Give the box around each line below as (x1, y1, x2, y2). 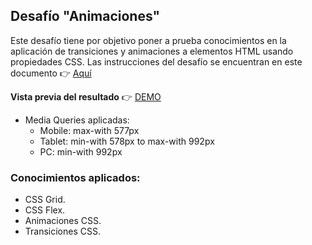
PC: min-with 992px (39, 145, 123, 158)
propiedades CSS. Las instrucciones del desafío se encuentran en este (10, 55, 303, 68)
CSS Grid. (24, 194, 66, 206)
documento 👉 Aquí (10, 67, 92, 79)
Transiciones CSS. (24, 225, 101, 238)
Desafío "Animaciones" (10, 8, 161, 25)
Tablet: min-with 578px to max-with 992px (39, 135, 215, 147)
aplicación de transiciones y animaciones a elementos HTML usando (10, 45, 294, 57)
